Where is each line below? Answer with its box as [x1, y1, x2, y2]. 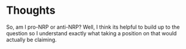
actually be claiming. [6, 36, 57, 43]
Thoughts [6, 4, 55, 17]
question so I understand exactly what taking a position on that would [6, 29, 177, 36]
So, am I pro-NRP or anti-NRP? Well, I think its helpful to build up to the [6, 23, 180, 30]
